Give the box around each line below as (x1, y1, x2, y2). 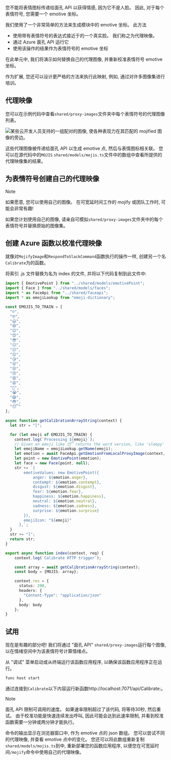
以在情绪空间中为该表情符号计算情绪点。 (5, 648, 90, 654)
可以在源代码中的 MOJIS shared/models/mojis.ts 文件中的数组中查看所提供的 (5, 151, 162, 157)
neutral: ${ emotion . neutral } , (32, 499, 97, 504)
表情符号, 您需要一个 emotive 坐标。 (5, 11, 81, 17)
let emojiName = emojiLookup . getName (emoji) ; (14, 446, 113, 451)
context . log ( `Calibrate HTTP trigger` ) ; (14, 555, 102, 561)
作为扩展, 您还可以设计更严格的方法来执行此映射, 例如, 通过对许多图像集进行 (5, 74, 165, 79)
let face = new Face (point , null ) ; (14, 460, 90, 466)
